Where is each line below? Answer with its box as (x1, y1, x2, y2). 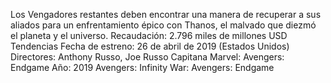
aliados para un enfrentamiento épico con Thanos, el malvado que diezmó (10, 19, 317, 31)
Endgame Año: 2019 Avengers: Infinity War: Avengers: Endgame (10, 62, 275, 73)
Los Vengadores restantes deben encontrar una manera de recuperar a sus (10, 9, 322, 20)
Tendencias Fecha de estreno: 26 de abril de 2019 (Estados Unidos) (10, 40, 290, 52)
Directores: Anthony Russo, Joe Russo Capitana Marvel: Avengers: (10, 51, 285, 63)
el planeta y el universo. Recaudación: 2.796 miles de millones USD (10, 30, 288, 41)
